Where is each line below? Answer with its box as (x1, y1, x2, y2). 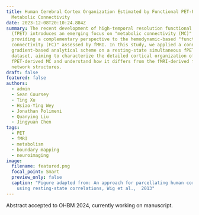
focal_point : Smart (11, 169, 60, 175)
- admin (11, 86, 31, 92)
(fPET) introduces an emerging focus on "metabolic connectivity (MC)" (11, 31, 192, 37)
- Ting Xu (11, 97, 36, 103)
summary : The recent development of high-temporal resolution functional (6, 25, 192, 31)
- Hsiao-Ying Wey (11, 102, 54, 109)
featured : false (6, 75, 46, 81)
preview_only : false (11, 175, 62, 181)
